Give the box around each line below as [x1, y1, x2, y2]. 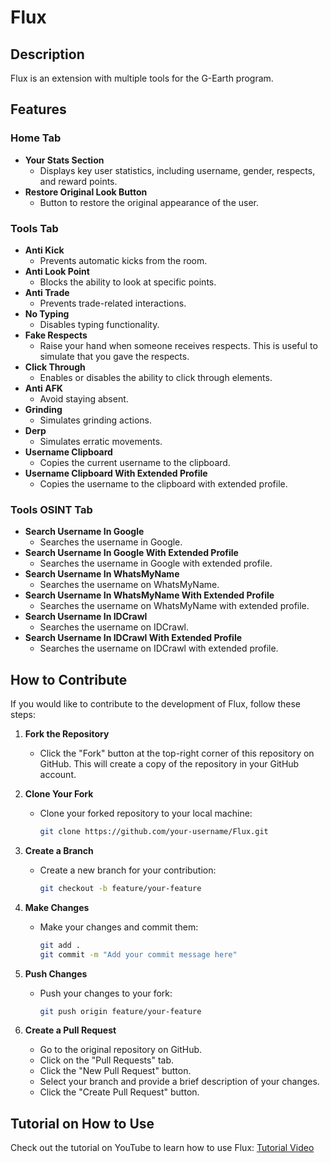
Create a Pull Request [24, 1024, 117, 1036]
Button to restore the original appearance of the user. [39, 196, 259, 208]
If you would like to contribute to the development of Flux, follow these [10, 698, 301, 710]
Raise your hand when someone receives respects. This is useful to [39, 339, 318, 351]
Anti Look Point [24, 265, 90, 277]
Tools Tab [10, 221, 59, 235]
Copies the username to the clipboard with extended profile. [39, 477, 288, 490]
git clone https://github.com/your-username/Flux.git [39, 827, 269, 837]
